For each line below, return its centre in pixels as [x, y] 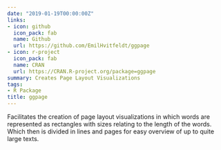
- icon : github [29, 26]
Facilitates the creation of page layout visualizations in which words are [109, 117]
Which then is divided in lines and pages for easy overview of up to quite [111, 131]
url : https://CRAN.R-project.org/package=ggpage [85, 71]
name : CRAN [29, 65]
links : [17, 20]
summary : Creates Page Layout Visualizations [74, 78]
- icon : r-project [33, 53]
